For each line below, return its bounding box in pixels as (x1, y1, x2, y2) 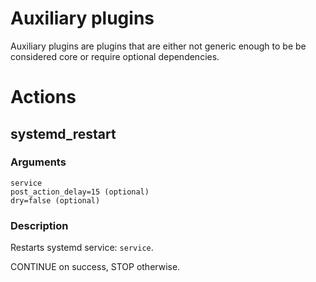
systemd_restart (10, 125, 117, 142)
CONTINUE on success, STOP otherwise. (10, 261, 181, 273)
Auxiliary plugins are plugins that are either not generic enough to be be (10, 40, 307, 52)
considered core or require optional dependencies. (10, 50, 220, 62)
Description (10, 218, 69, 232)
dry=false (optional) (10, 195, 101, 206)
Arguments (10, 155, 67, 169)
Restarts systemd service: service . (10, 242, 154, 254)
